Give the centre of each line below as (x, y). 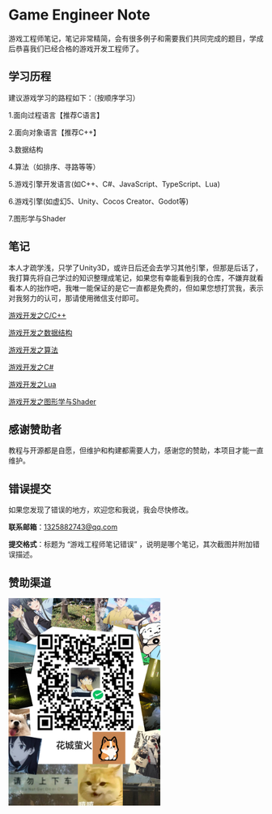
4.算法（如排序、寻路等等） (54, 166)
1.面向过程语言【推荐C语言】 (56, 114)
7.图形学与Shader (37, 218)
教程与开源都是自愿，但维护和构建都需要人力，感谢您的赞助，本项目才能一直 (136, 450)
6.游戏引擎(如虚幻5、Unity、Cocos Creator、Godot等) (98, 201)
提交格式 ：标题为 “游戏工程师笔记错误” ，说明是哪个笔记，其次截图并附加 (131, 545)
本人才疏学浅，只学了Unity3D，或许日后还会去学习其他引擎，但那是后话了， (136, 267)
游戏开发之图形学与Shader (53, 401)
